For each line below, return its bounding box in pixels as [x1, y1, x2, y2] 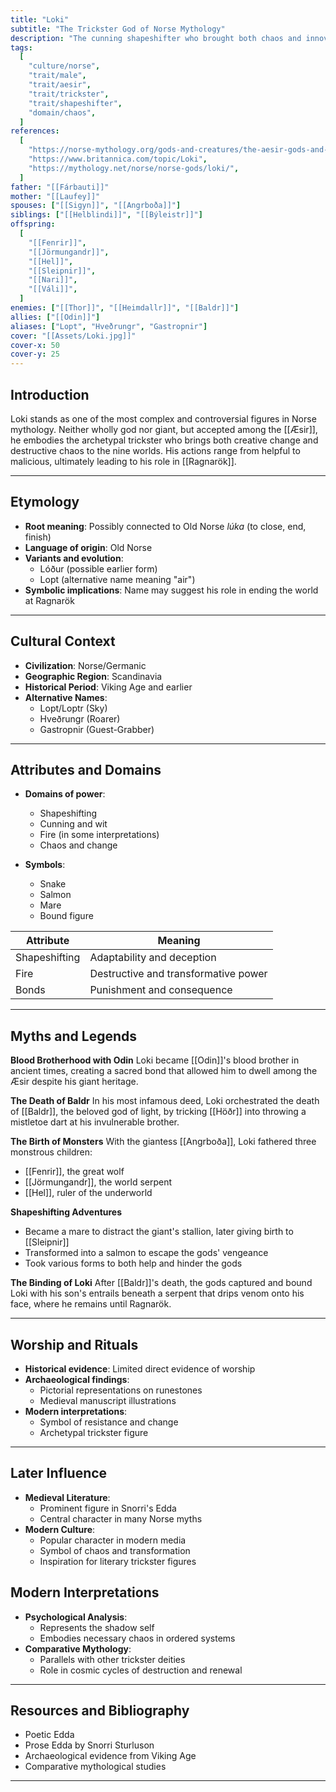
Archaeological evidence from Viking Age [24, 1750, 197, 1762]
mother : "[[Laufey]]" [10, 191, 101, 201]
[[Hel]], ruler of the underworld [24, 1187, 153, 1199]
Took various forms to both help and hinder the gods [24, 1257, 243, 1270]
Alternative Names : [24, 691, 108, 703]
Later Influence [10, 1465, 108, 1482]
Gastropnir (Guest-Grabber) [39, 723, 155, 735]
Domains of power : [24, 788, 106, 800]
